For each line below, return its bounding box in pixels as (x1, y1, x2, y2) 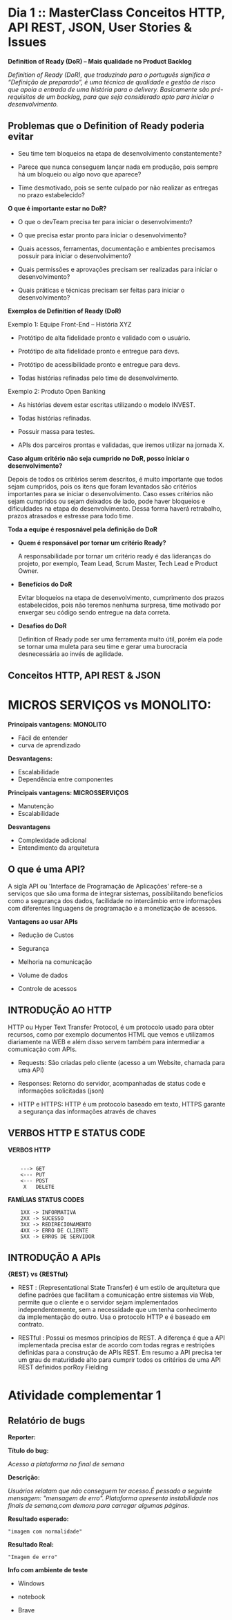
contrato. (17, 1320, 44, 1329)
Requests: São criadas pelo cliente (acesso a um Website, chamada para (17, 1058, 225, 1066)
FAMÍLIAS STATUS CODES (8, 1195, 85, 1203)
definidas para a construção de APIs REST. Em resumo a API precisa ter (17, 1348, 223, 1357)
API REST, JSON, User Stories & (8, 19, 192, 35)
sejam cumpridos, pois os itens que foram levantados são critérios (8, 482, 197, 491)
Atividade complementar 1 (8, 1387, 162, 1403)
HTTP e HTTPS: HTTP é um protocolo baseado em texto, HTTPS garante (17, 1100, 226, 1108)
